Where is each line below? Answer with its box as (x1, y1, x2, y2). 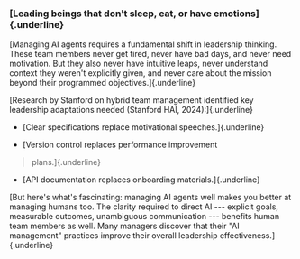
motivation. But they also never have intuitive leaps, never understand (9, 58, 268, 69)
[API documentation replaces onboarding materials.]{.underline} (22, 174, 261, 185)
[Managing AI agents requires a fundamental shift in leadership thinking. (9, 39, 277, 50)
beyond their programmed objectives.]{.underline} (9, 78, 196, 88)
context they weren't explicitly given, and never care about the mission (9, 68, 272, 79)
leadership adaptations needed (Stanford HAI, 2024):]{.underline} (9, 105, 254, 116)
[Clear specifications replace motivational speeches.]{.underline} (22, 122, 265, 133)
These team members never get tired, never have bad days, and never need (9, 49, 292, 60)
